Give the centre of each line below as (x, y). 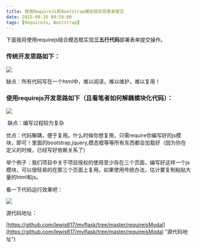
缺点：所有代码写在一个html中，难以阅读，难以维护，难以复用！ (83, 81)
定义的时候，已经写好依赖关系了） (47, 150)
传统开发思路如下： (33, 56)
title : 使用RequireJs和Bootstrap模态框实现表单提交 (65, 11)
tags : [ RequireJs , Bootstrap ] (43, 22)
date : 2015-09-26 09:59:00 (39, 17)
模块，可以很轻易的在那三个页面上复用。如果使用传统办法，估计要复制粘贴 (96, 169)
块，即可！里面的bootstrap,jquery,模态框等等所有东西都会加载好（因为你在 (96, 142)
